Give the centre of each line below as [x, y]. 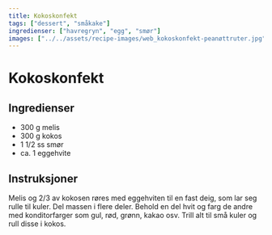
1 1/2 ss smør [42, 145]
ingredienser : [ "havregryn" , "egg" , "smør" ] [85, 31]
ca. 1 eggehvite [45, 153]
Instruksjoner [43, 178]
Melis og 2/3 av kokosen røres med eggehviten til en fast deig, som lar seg [133, 198]
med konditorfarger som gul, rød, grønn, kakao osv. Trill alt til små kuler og [133, 216]
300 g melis [40, 128]
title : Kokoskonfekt [43, 16]
